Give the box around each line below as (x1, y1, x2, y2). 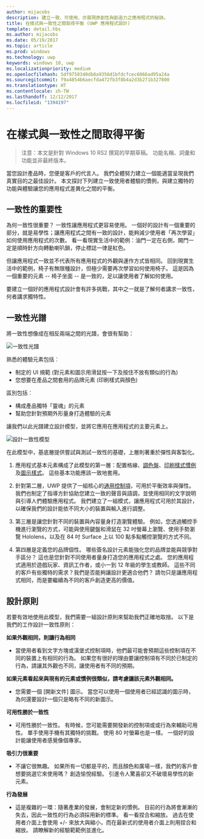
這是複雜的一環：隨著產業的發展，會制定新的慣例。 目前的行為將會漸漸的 (15, 804, 198, 810)
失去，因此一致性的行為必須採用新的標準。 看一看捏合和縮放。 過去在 (15, 811, 189, 818)
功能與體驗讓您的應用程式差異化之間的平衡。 (6, 184, 118, 192)
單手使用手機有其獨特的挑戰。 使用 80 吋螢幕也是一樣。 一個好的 (27, 729, 189, 736)
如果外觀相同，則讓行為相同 (6, 634, 76, 641)
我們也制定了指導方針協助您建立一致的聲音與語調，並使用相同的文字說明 (15, 490, 196, 497)
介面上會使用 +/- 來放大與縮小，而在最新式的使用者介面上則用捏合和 (25, 819, 197, 826)
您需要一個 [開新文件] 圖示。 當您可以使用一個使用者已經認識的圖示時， (15, 688, 194, 695)
